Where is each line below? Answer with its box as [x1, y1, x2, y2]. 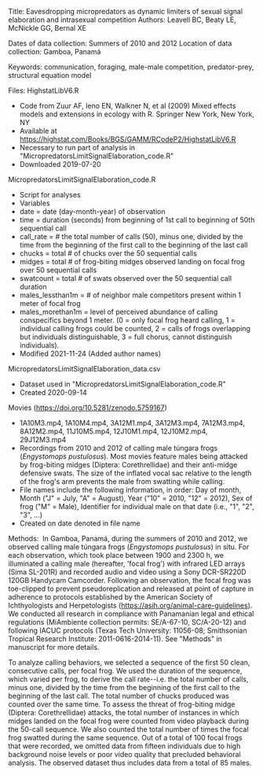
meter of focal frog [19, 299, 81, 308]
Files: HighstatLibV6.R [8, 86, 79, 95]
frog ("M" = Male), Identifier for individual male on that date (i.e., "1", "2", [19, 502, 254, 511]
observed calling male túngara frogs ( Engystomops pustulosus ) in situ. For [8, 542, 250, 552]
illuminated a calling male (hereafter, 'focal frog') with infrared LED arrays [8, 559, 246, 568]
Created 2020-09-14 [19, 388, 88, 397]
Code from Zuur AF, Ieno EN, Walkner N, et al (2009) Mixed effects [19, 101, 236, 110]
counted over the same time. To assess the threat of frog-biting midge [8, 699, 236, 709]
